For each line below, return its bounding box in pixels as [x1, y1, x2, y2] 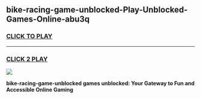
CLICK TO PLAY [6, 32, 53, 41]
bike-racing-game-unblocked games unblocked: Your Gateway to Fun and [6, 79, 195, 86]
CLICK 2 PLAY [6, 55, 48, 63]
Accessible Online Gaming [6, 86, 74, 93]
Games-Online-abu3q [6, 14, 90, 25]
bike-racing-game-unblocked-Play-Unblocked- [6, 5, 188, 15]
